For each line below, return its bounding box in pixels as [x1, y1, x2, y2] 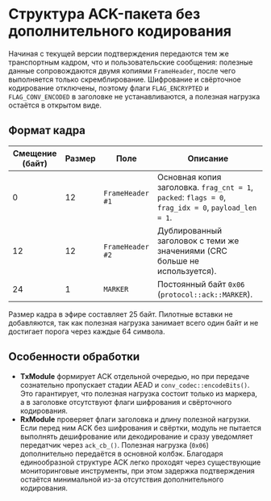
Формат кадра [8, 124, 86, 137]
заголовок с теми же [156, 235, 240, 246]
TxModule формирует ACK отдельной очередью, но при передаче [19, 371, 250, 381]
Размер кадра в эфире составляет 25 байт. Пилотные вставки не [8, 309, 234, 319]
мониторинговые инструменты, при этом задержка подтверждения [19, 465, 256, 475]
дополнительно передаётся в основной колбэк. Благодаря [19, 448, 223, 458]
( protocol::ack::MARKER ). [156, 288, 253, 300]
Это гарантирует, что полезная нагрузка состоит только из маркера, [19, 389, 258, 398]
